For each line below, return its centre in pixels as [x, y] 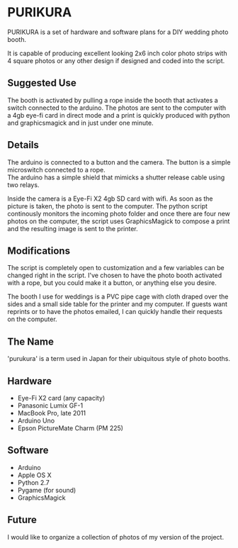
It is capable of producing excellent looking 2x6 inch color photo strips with [117, 53]
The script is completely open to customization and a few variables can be [116, 268]
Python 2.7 [33, 482]
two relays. [23, 184]
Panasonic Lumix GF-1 [50, 406]
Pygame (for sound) [47, 490]
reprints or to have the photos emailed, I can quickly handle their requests [115, 312]
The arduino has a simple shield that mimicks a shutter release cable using [116, 177]
